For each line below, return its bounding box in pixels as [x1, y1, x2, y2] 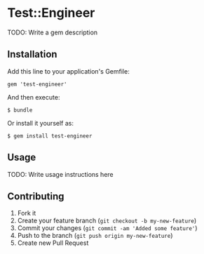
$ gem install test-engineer [7, 132, 93, 140]
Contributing [7, 190, 64, 202]
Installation [7, 48, 57, 60]
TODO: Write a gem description [7, 28, 98, 36]
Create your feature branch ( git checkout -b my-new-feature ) [17, 216, 197, 225]
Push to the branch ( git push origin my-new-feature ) [17, 232, 173, 240]
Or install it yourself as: [7, 119, 74, 127]
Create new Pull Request [17, 239, 89, 247]
